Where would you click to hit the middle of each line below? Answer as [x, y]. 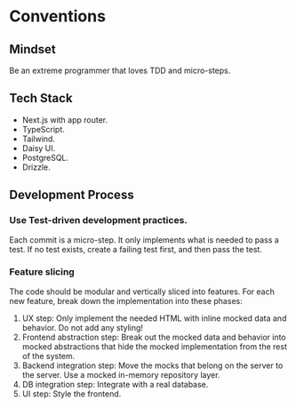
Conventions [58, 16]
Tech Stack [41, 98]
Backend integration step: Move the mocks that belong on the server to [152, 365]
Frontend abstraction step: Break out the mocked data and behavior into [154, 337]
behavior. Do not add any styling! [83, 327]
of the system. [48, 356]
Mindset [32, 49]
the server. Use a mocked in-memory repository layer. [121, 374]
